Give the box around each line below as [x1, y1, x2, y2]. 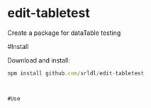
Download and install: [7, 55, 71, 65]
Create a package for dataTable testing [7, 28, 121, 37]
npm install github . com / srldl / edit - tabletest [7, 70, 144, 77]
